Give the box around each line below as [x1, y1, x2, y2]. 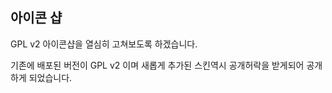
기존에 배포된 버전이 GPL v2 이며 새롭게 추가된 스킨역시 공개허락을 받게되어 [10, 59, 305, 71]
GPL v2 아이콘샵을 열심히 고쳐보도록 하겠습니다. [10, 38, 198, 50]
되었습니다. [28, 71, 73, 83]
